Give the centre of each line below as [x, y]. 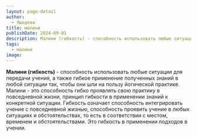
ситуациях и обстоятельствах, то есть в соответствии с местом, [87, 115]
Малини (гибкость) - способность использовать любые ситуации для [94, 71]
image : [14, 55]
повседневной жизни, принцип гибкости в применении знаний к [87, 97]
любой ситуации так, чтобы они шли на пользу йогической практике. [93, 84]
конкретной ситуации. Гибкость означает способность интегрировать [94, 102]
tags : [13, 44]
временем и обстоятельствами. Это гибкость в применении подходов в [97, 121]
